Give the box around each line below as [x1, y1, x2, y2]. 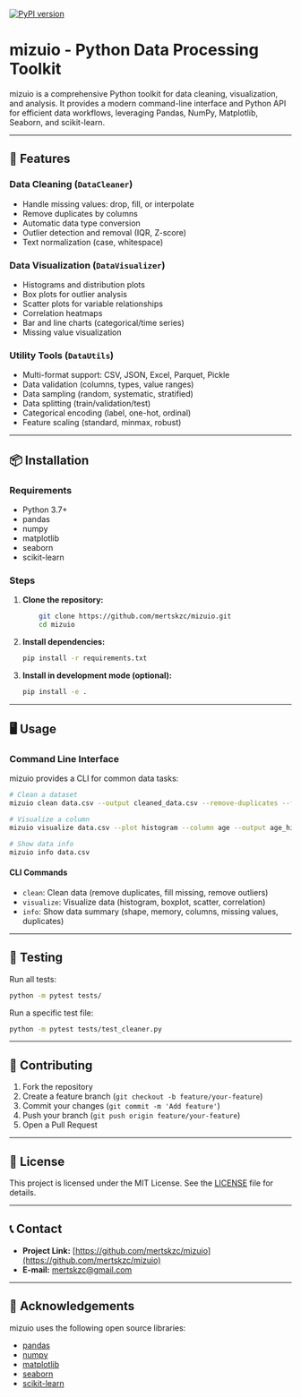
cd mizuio [39, 621, 75, 630]
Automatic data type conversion [21, 218, 141, 228]
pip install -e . [21, 687, 88, 696]
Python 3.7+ [21, 504, 68, 515]
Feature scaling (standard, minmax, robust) [21, 417, 182, 428]
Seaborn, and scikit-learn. [9, 116, 106, 127]
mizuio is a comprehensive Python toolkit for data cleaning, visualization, [9, 88, 279, 99]
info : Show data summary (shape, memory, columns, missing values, [21, 905, 279, 917]
